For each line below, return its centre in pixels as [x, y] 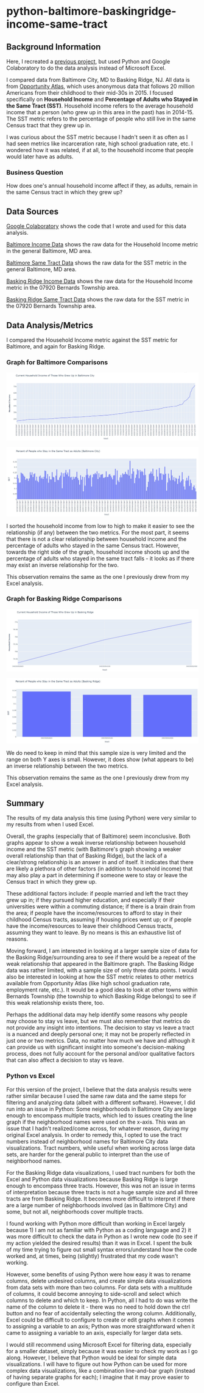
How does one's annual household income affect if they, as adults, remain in [102, 186]
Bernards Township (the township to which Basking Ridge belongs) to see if [101, 996]
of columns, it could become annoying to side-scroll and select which [93, 1293]
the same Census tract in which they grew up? [65, 192]
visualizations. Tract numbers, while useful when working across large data [101, 1148]
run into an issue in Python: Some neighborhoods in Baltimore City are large [101, 1109]
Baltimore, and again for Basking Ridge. [56, 346]
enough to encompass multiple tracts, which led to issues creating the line [100, 1115]
